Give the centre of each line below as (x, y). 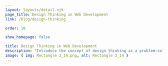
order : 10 (15, 28)
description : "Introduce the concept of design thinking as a (71, 51)
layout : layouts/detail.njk (34, 10)
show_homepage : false (28, 37)
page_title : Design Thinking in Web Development (57, 14)
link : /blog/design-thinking (35, 19)
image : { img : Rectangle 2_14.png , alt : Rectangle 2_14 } (67, 55)
